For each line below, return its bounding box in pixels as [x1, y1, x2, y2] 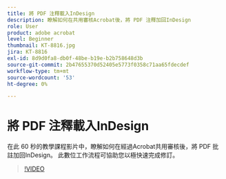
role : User [7, 23, 39, 30]
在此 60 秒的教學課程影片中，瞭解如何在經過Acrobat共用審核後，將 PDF [7, 143, 212, 151]
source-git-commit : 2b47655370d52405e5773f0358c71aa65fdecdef [7, 61, 189, 68]
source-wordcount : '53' [7, 74, 76, 81]
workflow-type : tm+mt [7, 67, 70, 74]
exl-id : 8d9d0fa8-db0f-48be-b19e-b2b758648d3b [7, 55, 143, 62]
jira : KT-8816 [7, 49, 48, 56]
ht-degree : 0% [7, 81, 48, 87]
